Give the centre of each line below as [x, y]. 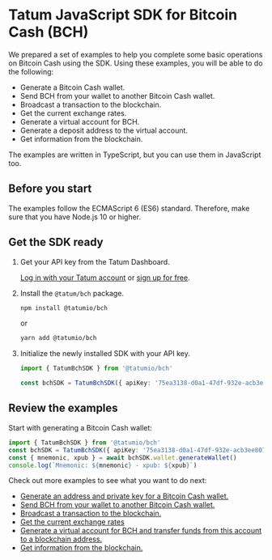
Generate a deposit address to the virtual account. [104, 130]
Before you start [50, 189]
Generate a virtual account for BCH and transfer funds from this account [141, 531]
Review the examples [64, 408]
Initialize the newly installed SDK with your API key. [105, 354]
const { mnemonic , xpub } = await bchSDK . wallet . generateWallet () [123, 458]
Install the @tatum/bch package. [72, 293]
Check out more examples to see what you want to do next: [108, 481]
